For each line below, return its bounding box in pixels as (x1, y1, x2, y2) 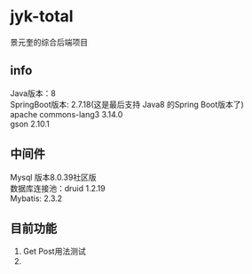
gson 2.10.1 (10, 118, 50, 129)
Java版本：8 (10, 87, 56, 99)
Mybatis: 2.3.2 (10, 193, 63, 204)
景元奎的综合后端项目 (10, 36, 88, 47)
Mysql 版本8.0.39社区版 (10, 172, 97, 182)
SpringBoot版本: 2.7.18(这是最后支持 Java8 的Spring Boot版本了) (10, 99, 245, 109)
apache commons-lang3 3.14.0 (10, 109, 123, 119)
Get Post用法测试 (22, 246, 87, 257)
